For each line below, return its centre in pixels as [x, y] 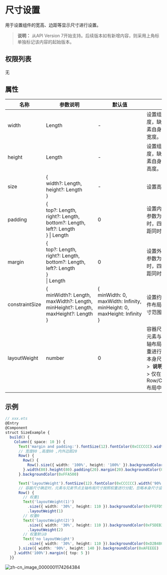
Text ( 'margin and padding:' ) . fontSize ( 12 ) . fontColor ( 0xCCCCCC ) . [86, 446]
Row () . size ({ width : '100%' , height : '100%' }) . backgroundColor [95, 465]
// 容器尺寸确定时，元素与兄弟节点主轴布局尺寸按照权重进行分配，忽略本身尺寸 [88, 488]
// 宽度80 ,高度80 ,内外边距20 [48, 451]
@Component [16, 428]
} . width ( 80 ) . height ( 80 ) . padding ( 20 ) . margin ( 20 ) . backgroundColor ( [92, 470]
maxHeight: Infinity [120, 313]
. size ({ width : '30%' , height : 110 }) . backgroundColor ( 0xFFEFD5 [95, 507]
